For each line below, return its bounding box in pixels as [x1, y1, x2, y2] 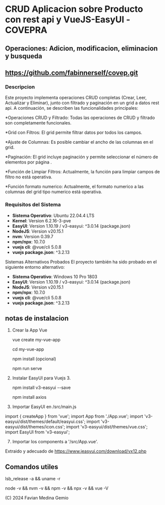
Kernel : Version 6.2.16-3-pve [12, 217, 71, 223]
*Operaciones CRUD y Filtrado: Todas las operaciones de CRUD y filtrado [5, 115, 155, 121]
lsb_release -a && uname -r [5, 476, 61, 482]
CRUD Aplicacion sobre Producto [5, 3, 143, 15]
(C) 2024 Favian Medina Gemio [5, 495, 69, 501]
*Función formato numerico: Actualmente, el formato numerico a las [5, 184, 144, 190]
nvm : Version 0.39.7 [12, 233, 54, 239]
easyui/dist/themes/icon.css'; [5, 424, 66, 430]
